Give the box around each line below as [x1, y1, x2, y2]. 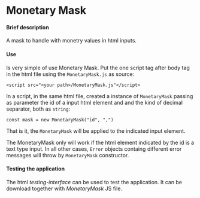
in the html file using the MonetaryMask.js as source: [6, 70, 135, 78]
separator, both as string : [6, 105, 71, 112]
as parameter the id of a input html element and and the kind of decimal [6, 99, 183, 106]
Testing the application [6, 165, 65, 172]
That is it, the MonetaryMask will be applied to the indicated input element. [6, 127, 186, 135]
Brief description [6, 23, 49, 31]
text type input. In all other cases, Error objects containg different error [6, 145, 182, 153]
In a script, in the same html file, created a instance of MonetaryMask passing [6, 92, 193, 99]
